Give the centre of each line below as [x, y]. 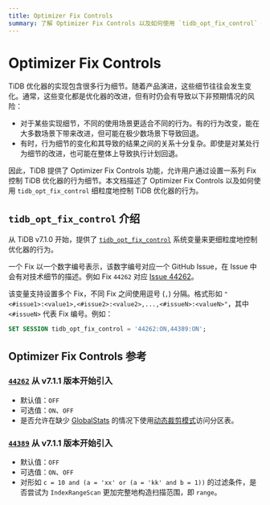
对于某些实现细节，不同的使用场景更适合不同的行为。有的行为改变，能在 [139, 123]
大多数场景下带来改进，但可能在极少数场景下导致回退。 [111, 133]
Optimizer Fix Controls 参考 [78, 356]
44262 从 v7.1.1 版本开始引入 [61, 381]
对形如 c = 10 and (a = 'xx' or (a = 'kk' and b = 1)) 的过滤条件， [135, 482]
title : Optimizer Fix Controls [61, 16]
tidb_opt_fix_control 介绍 [74, 218]
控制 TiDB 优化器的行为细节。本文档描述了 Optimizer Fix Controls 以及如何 [131, 181]
